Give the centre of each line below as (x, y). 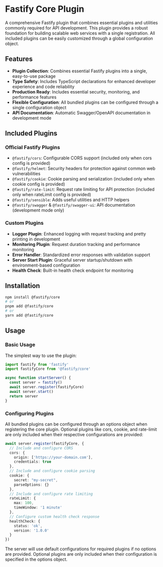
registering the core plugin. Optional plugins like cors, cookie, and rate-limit (81, 429)
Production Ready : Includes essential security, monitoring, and (76, 91)
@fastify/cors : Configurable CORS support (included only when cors (82, 158)
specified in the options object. (36, 560)
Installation (23, 286)
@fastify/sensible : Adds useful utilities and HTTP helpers (71, 200)
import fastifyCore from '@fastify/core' (48, 369)
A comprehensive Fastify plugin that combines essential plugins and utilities (81, 23)
